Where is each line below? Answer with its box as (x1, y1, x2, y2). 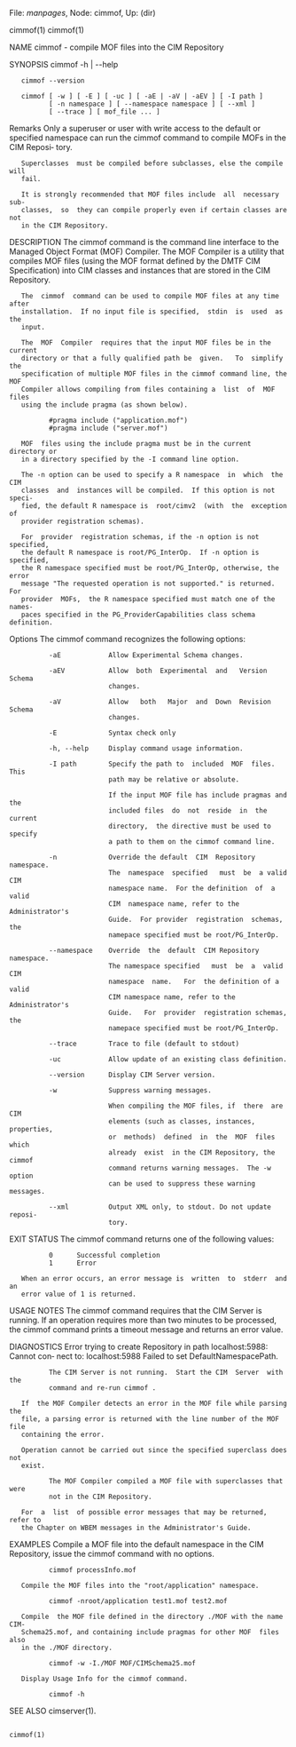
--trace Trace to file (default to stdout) (48, 1039, 240, 1048)
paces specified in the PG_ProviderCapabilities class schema (20, 610, 255, 619)
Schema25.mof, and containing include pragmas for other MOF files (20, 1628, 279, 1637)
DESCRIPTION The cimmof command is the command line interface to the (9, 237, 279, 247)
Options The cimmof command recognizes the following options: (9, 634, 246, 644)
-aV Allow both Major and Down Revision (48, 697, 272, 706)
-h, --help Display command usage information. (48, 744, 244, 753)
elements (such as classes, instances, (107, 1117, 255, 1126)
